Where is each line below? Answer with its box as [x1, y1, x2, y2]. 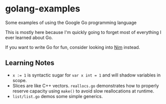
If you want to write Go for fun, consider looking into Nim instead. [5, 44, 140, 50]
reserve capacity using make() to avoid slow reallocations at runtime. [12, 88, 154, 94]
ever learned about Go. [5, 34, 53, 40]
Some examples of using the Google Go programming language [5, 19, 137, 25]
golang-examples [5, 3, 80, 14]
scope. [12, 77, 27, 83]
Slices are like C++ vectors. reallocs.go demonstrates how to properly [12, 82, 159, 88]
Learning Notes [5, 58, 55, 67]
